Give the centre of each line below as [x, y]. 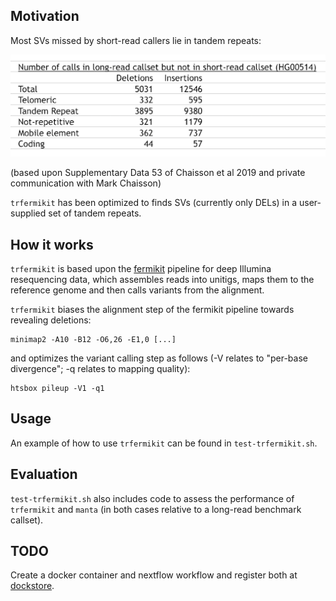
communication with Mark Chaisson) [86, 183]
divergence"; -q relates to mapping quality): [100, 369]
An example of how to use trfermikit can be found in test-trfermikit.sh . [164, 443]
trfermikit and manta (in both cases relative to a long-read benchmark [156, 509]
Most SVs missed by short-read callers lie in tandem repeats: [136, 40]
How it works [52, 244]
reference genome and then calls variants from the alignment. [137, 290]
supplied [28, 213]
